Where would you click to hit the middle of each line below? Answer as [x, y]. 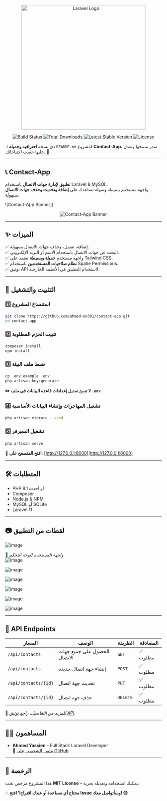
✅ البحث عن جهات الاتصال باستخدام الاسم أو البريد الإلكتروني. [62, 252]
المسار [31, 643]
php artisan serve [24, 443]
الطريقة [126, 643]
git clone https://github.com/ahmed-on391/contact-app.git [68, 316]
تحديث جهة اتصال [77, 683]
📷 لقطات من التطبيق [35, 531]
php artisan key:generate [32, 381]
